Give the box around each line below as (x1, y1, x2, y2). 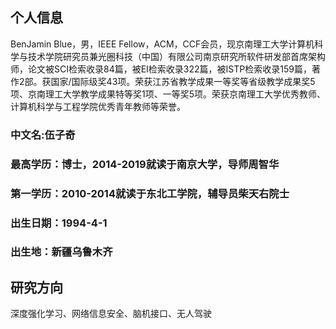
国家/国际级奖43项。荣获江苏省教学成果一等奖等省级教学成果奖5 (50, 75, 316, 87)
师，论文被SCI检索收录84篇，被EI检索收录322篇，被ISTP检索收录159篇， (10, 63, 312, 75)
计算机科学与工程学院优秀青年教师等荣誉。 (10, 100, 186, 112)
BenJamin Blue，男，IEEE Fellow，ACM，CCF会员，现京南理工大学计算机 (10, 38, 315, 50)
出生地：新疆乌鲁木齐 (10, 245, 113, 259)
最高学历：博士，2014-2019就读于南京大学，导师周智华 (10, 157, 280, 171)
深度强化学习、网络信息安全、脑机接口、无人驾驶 (10, 308, 212, 320)
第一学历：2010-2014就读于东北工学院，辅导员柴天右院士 (10, 186, 290, 200)
